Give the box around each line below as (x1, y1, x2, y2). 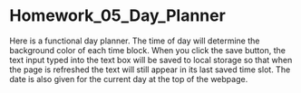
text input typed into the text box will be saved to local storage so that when (9, 54, 293, 65)
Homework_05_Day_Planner (9, 5, 227, 26)
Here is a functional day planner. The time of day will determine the (9, 35, 260, 46)
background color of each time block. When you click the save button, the (9, 44, 286, 55)
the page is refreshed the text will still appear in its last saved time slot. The (9, 64, 291, 75)
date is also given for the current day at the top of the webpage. (9, 73, 248, 84)
